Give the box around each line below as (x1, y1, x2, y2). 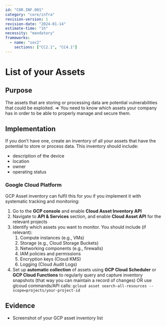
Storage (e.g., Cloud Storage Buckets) (20, 240, 99, 246)
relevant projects (12, 219, 48, 225)
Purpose (5, 86, 33, 95)
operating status (12, 169, 47, 175)
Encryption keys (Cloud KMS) (20, 256, 81, 262)
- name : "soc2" (10, 40, 42, 45)
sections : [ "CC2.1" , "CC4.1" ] (14, 45, 78, 50)
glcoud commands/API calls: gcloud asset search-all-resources (12, 282, 147, 288)
